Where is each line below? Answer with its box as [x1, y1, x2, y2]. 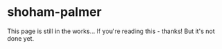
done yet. [7, 34, 35, 42]
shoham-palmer [7, 4, 102, 20]
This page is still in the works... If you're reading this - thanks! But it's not [7, 27, 215, 35]
